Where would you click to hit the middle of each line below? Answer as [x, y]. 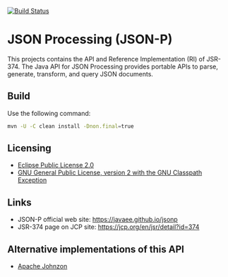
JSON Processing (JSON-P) [90, 40]
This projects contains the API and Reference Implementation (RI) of [106, 59]
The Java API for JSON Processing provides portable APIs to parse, [120, 66]
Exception [32, 180]
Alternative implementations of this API [96, 249]
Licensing [29, 148]
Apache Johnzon [42, 266]
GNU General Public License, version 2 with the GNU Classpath [110, 172]
